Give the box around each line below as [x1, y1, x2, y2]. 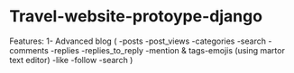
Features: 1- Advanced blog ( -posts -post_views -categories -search [9, 36, 266, 46]
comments [9, 45, 50, 55]
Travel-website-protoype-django [9, 6, 263, 27]
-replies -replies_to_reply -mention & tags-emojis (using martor [51, 45, 286, 55]
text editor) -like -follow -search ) [9, 54, 133, 65]
